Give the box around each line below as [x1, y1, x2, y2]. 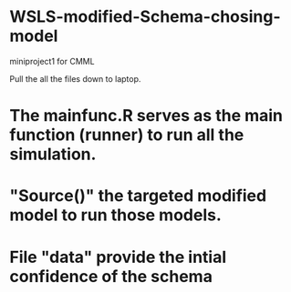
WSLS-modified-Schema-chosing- [9, 6, 281, 27]
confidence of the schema [9, 266, 213, 287]
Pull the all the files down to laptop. [9, 73, 141, 84]
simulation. [9, 144, 97, 165]
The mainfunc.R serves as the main [9, 106, 284, 126]
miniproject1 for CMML [9, 55, 95, 66]
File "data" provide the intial [9, 247, 226, 267]
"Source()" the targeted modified [9, 186, 267, 206]
